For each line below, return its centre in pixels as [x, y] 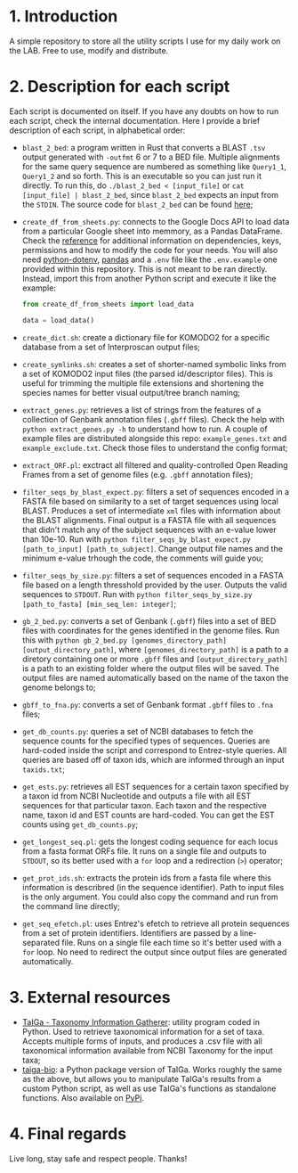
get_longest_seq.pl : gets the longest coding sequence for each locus [150, 841]
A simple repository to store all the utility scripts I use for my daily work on [145, 41]
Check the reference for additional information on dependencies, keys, [152, 240]
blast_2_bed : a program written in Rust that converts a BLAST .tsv [144, 147]
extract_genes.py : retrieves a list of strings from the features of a [141, 410]
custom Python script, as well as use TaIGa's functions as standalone [149, 1088]
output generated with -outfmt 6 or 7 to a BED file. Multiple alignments [151, 157]
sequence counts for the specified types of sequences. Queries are [146, 741]
